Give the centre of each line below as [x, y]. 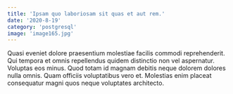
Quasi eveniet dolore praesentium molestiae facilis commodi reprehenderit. [116, 53]
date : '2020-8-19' [34, 20]
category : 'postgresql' [42, 27]
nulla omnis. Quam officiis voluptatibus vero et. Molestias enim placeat [110, 76]
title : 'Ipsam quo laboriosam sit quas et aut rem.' [86, 14]
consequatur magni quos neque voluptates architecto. [86, 83]
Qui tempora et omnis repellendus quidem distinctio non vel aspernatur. [111, 61]
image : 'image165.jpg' [40, 33]
